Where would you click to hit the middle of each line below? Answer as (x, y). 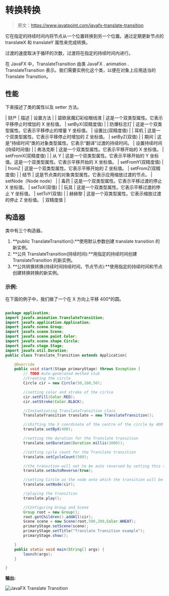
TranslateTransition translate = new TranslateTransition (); (89, 415)
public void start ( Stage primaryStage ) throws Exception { (77, 369)
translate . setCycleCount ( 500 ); (56, 457)
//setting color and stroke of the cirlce (68, 392)
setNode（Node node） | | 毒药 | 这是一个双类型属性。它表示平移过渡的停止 (84, 181)
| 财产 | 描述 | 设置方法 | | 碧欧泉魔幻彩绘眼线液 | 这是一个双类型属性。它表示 (84, 118)
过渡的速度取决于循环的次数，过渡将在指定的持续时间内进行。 (69, 53)
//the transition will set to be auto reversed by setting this (92, 466)
